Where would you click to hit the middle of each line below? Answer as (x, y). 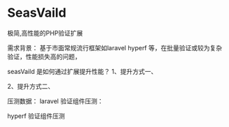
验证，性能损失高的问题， (44, 57)
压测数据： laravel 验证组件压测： (55, 101)
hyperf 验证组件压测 (36, 116)
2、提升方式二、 (31, 86)
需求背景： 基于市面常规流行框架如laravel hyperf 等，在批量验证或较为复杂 (115, 47)
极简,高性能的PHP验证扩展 (45, 33)
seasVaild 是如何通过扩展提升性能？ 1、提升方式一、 (82, 71)
